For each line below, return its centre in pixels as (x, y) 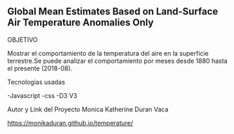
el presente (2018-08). (40, 68)
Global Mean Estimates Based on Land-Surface (113, 12)
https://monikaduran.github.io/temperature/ (70, 123)
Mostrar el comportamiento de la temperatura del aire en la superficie (108, 53)
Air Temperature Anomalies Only (80, 23)
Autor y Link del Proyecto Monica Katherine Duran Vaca (88, 109)
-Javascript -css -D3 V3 (42, 95)
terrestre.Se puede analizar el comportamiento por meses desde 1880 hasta (117, 61)
